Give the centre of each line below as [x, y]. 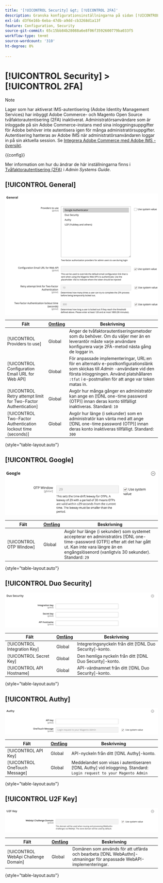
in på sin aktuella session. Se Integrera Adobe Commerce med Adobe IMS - [81, 140]
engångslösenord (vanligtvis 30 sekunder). [107, 552]
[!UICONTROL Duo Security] [49, 584]
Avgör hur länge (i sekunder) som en [106, 413]
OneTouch [17, 768]
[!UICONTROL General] [41, 185]
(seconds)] [18, 434]
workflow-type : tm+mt [27, 36]
